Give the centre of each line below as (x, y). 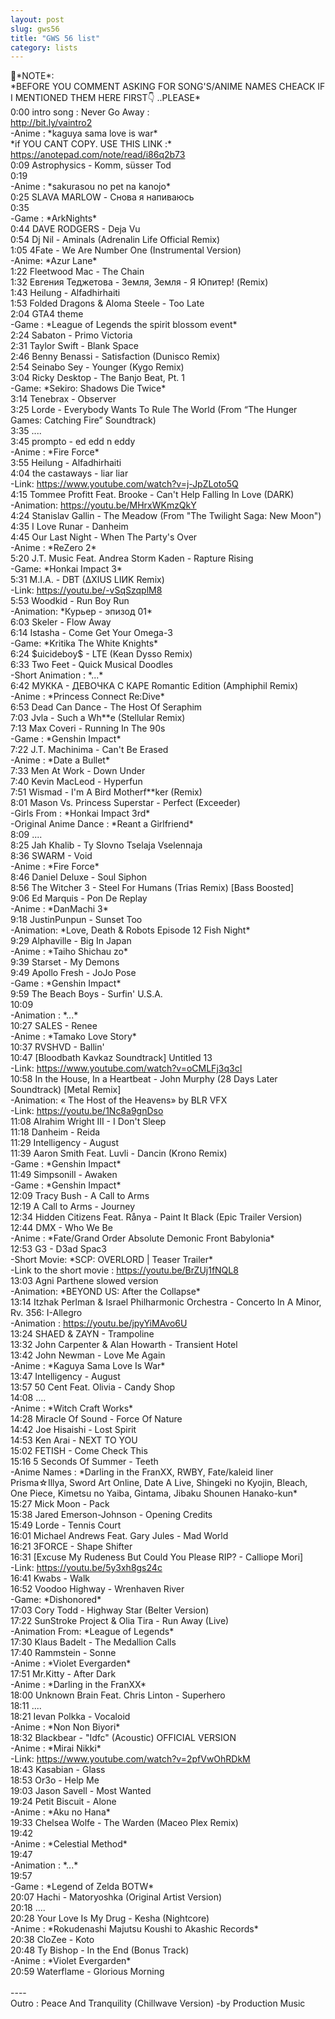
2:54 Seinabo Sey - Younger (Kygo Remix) (97, 367)
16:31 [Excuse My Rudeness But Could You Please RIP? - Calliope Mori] (157, 1557)
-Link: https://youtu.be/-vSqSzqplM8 (86, 590)
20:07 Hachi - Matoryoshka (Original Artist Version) (116, 1897)
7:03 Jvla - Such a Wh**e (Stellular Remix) (98, 718)
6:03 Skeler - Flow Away (61, 622)
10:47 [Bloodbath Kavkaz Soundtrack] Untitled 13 (111, 1058)
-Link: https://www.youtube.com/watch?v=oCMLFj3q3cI (126, 1068)
